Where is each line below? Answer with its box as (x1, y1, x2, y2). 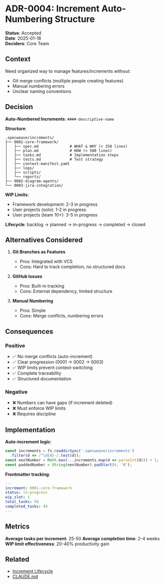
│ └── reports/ (5, 174, 41, 179)
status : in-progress (5, 490, 48, 495)
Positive (5, 342, 25, 349)
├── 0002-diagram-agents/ (5, 178, 59, 184)
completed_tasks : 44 (5, 504, 48, 509)
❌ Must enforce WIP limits (12, 405, 66, 411)
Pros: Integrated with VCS (19, 259, 73, 265)
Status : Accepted (5, 30, 41, 36)
